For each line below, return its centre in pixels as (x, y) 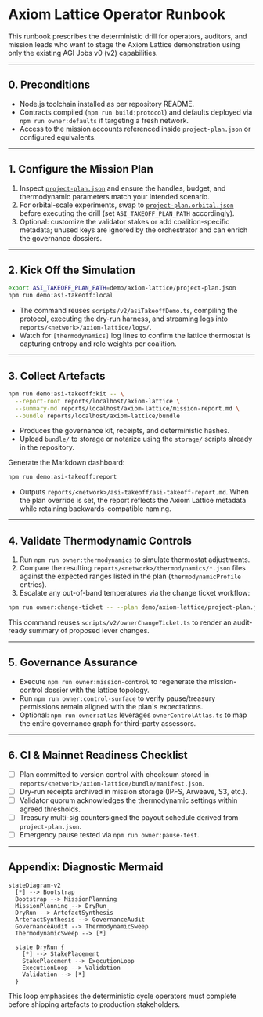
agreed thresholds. (50, 809)
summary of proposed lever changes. (89, 631)
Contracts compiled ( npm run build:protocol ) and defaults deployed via (136, 112)
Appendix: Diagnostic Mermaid (86, 868)
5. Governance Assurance (73, 663)
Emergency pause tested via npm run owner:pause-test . (109, 834)
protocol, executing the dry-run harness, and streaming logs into (124, 319)
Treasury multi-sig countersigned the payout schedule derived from (129, 817)
